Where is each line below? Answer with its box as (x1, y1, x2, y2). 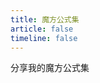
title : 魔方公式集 (10, 14, 80, 25)
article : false (10, 24, 74, 34)
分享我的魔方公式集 (10, 62, 90, 74)
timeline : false (10, 33, 78, 43)
